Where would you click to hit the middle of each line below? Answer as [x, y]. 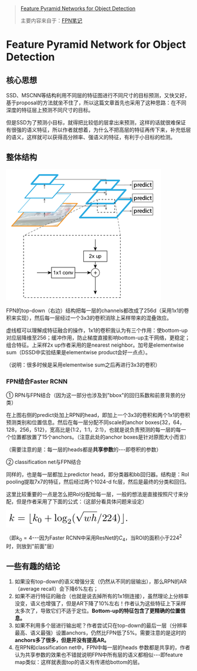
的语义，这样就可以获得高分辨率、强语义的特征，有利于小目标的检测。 [91, 137]
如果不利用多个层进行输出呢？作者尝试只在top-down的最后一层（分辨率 [101, 626]
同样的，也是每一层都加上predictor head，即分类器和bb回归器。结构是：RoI [98, 475]
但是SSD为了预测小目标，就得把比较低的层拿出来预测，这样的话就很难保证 [96, 122]
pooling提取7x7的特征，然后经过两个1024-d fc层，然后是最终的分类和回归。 [98, 482]
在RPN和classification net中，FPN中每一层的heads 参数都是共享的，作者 [102, 648]
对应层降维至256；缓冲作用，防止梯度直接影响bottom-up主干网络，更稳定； [98, 337]
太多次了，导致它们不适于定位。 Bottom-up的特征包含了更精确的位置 [97, 611]
